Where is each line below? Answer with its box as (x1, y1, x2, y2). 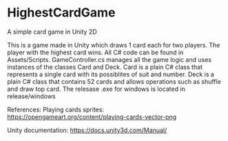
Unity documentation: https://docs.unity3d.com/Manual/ (7, 126, 167, 134)
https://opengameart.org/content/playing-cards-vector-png (7, 112, 177, 121)
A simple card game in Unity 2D (7, 28, 98, 36)
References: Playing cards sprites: (7, 105, 105, 113)
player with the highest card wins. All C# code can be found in (7, 48, 184, 56)
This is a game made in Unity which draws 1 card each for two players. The (7, 41, 220, 49)
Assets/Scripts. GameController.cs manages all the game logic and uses (7, 55, 212, 63)
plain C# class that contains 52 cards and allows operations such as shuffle (7, 77, 222, 85)
